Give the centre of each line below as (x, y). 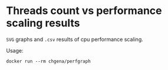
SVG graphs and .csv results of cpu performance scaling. (75, 39)
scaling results (43, 23)
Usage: (15, 50)
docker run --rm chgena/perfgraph (49, 61)
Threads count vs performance (84, 11)
